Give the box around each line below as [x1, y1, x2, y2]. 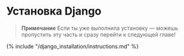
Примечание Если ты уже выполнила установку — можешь [21, 24, 179, 32]
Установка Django [6, 4, 102, 18]
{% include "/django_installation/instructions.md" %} [6, 43, 139, 50]
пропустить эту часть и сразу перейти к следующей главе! [21, 30, 176, 38]
